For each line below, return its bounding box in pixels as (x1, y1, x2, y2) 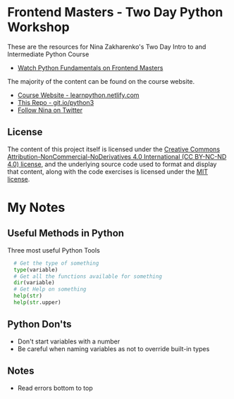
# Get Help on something (13, 286, 87, 293)
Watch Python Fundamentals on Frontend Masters (17, 63, 164, 72)
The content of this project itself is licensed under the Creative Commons (7, 145, 221, 153)
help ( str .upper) (13, 299, 61, 306)
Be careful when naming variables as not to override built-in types (17, 344, 210, 353)
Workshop (7, 19, 70, 35)
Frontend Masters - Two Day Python (7, 4, 223, 20)
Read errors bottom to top (17, 384, 93, 392)
